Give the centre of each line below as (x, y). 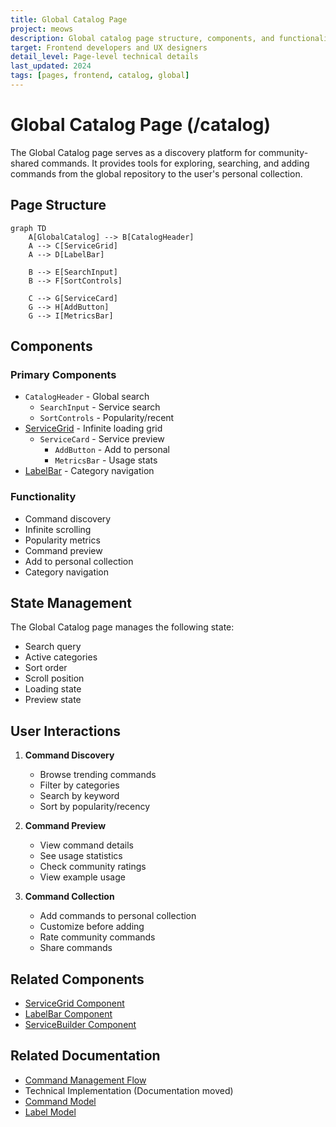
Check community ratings (93, 867)
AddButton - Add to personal (112, 450)
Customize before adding (92, 927)
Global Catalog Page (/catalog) (140, 125)
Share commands (76, 948)
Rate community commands (97, 937)
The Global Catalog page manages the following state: (122, 627)
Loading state (53, 689)
